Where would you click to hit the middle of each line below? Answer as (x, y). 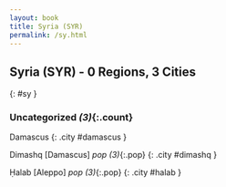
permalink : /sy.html (49, 35)
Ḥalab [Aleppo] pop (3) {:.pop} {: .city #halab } (96, 172)
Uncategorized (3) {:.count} (72, 118)
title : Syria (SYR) (46, 26)
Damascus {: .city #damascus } (68, 137)
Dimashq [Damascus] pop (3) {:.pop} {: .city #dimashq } (113, 155)
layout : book (34, 18)
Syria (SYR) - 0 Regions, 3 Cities (103, 72)
